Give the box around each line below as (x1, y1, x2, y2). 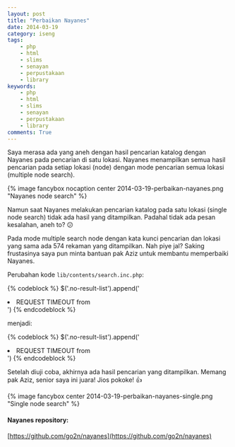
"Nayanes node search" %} (7, 192, 88, 200)
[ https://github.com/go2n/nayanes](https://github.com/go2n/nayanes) (7, 431, 212, 440)
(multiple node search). (7, 170, 76, 179)
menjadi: (7, 319, 32, 327)
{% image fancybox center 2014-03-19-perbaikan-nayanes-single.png (7, 392, 213, 400)
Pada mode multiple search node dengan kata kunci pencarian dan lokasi (7, 234, 221, 243)
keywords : (7, 83, 37, 90)
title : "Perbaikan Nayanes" (7, 17, 90, 24)
